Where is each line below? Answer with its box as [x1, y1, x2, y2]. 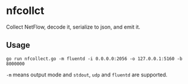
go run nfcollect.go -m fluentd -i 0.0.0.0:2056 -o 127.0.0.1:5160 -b [6, 55, 183, 62]
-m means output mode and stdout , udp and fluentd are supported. [6, 71, 167, 78]
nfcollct [6, 4, 45, 17]
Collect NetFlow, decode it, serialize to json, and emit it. [6, 23, 141, 30]
